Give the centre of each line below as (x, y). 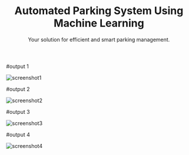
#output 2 (18, 89)
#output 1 (18, 66)
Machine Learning (99, 23)
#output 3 (18, 112)
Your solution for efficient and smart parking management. (99, 39)
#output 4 (18, 134)
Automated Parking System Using (99, 11)
